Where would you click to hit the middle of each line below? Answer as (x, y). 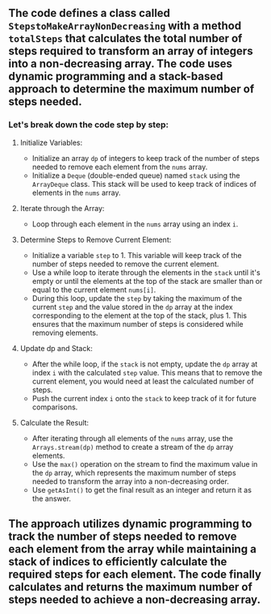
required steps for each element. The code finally (135, 575)
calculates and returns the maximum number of (130, 587)
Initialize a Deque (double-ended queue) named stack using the (136, 175)
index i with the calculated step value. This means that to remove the (147, 372)
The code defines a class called (90, 13)
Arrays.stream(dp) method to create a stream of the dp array (133, 447)
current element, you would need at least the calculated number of (143, 381)
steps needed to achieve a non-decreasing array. (134, 600)
